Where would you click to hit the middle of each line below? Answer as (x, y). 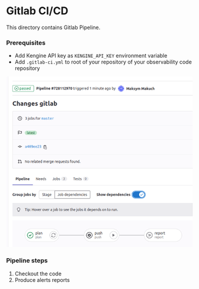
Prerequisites (26, 43)
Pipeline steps (27, 261)
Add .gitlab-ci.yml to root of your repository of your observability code (103, 62)
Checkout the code (38, 274)
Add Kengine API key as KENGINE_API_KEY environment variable (91, 56)
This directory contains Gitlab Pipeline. (53, 27)
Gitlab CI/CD (37, 11)
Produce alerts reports (42, 280)
